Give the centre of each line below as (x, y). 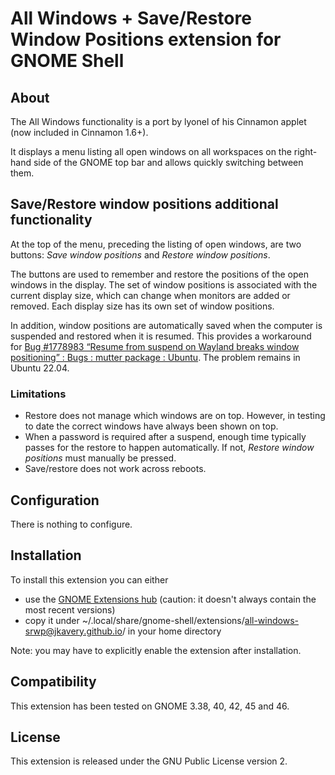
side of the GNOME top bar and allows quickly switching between (168, 162)
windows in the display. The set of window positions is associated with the (164, 284)
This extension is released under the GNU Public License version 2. (149, 761)
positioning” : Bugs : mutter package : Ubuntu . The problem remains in (155, 357)
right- (305, 151)
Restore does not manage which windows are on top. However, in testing (175, 416)
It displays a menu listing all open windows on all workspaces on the (151, 151)
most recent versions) (70, 609)
